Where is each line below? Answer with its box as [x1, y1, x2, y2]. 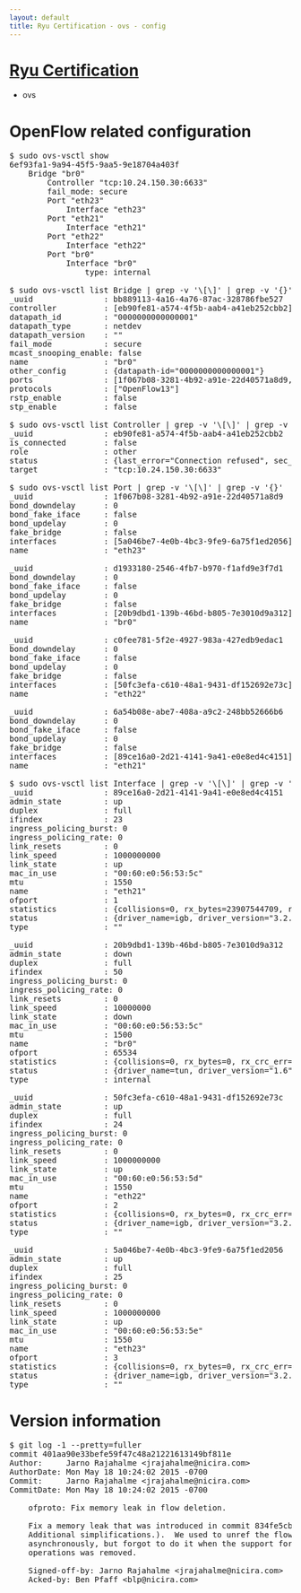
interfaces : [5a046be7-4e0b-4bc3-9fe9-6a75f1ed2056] [9, 536, 293, 547]
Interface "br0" [65, 258, 137, 269]
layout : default [9, 13, 70, 22]
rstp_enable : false [9, 393, 137, 404]
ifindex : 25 [9, 1272, 124, 1283]
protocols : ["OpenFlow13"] [9, 384, 180, 395]
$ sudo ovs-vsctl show [9, 151, 109, 161]
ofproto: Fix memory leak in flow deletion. [28, 1503, 227, 1513]
